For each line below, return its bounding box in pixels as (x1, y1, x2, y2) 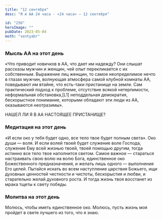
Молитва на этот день (5, 193, 60, 200)
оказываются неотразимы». (5, 102, 64, 108)
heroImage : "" (5, 25, 34, 30)
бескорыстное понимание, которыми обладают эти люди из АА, (5, 97, 139, 103)
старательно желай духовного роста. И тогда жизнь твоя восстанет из (5, 176, 152, 182)
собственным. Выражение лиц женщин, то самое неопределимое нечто (5, 71, 156, 77)
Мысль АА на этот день (5, 50, 64, 56)
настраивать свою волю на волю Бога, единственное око (5, 155, 125, 161)
